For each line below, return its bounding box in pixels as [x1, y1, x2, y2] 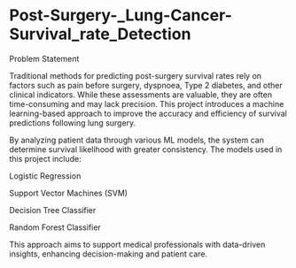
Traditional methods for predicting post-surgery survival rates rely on [9, 70, 262, 80]
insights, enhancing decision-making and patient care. [9, 249, 208, 259]
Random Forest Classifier [9, 222, 102, 233]
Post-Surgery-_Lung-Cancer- [9, 5, 232, 26]
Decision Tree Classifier [9, 204, 97, 215]
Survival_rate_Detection [9, 24, 191, 44]
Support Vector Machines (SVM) [9, 188, 129, 198]
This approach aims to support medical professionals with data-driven [9, 239, 266, 249]
